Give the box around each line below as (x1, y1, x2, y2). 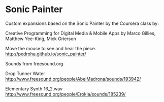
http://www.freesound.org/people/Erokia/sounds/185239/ (5, 91, 126, 97)
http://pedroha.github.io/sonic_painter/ (5, 51, 86, 57)
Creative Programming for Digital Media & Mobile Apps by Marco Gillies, (5, 30, 156, 36)
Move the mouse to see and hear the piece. (5, 45, 96, 51)
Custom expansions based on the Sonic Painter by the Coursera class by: (5, 20, 159, 26)
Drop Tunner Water (5, 70, 46, 77)
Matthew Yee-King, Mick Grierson (5, 36, 76, 42)
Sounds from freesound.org (5, 60, 63, 66)
